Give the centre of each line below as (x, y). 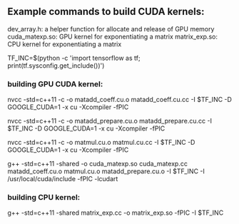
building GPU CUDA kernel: (55, 83)
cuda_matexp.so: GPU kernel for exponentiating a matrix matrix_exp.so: (112, 36)
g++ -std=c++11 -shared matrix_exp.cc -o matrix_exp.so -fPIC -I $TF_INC (116, 213)
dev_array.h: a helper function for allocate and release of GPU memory (111, 29)
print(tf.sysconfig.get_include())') (56, 65)
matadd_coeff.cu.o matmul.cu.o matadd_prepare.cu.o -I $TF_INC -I (106, 171)
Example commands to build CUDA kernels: (106, 12)
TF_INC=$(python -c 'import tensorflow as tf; (74, 58)
